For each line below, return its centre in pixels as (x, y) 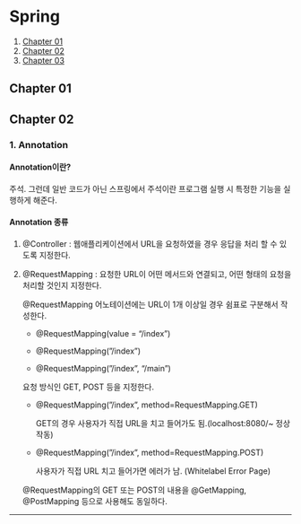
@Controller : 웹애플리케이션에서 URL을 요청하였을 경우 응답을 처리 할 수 (150, 244)
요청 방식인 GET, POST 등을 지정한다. (88, 387)
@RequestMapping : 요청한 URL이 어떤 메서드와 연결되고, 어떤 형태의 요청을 (157, 275)
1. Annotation (39, 144)
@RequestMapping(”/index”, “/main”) (103, 369)
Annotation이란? (40, 167)
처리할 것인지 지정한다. (62, 285)
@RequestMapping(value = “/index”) (103, 334)
